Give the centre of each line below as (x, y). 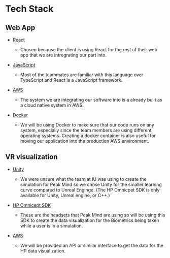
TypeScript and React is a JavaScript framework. (71, 80)
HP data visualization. (43, 251)
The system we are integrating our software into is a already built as (91, 100)
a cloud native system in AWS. (52, 105)
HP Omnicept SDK (32, 205)
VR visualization (31, 157)
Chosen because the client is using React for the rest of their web (89, 50)
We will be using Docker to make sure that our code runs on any (87, 125)
